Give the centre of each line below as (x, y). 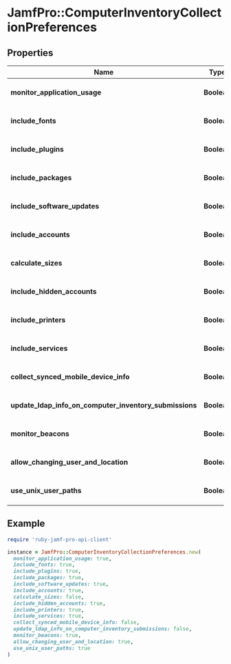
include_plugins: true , (47, 571)
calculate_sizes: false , (49, 597)
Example (26, 524)
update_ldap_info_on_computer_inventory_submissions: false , (103, 629)
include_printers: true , (49, 610)
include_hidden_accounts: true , (60, 603)
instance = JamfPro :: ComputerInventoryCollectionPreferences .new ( (104, 552)
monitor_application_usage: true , (63, 559)
